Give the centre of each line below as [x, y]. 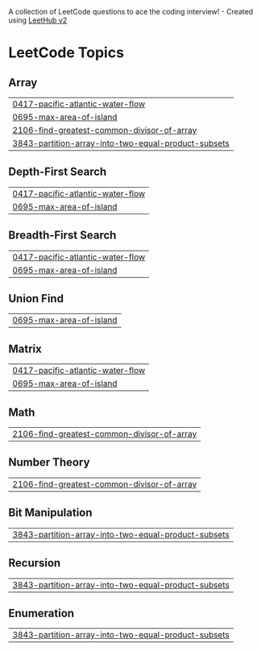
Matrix [25, 348]
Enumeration [41, 613]
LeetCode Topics [66, 53]
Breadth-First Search [62, 236]
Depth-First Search [58, 172]
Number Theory [49, 462]
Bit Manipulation [50, 513]
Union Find [36, 299]
